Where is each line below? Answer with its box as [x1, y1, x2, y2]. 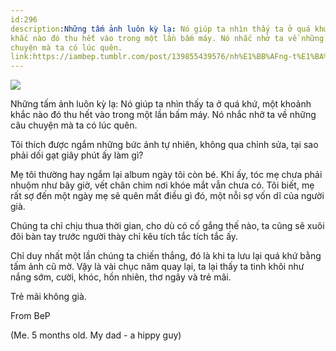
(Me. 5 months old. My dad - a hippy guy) [10, 329, 182, 341]
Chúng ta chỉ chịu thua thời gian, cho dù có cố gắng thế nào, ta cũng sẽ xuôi [10, 220, 325, 232]
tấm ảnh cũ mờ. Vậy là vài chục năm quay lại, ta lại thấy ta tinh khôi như [10, 261, 305, 273]
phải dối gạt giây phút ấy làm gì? [10, 149, 144, 161]
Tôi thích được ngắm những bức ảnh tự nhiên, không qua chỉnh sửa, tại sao [10, 139, 319, 151]
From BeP [10, 310, 51, 322]
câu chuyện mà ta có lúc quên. [10, 119, 138, 131]
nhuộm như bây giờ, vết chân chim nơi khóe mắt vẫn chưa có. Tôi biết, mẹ [10, 179, 315, 191]
